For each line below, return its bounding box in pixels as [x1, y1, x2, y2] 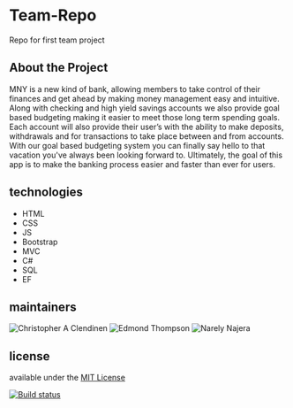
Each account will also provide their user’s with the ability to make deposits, [9, 121, 284, 132]
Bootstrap [21, 236, 58, 247]
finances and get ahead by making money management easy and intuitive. [9, 93, 280, 104]
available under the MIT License [9, 373, 126, 383]
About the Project [9, 60, 109, 75]
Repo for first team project [9, 35, 105, 45]
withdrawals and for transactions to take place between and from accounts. [9, 130, 284, 142]
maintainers [9, 299, 77, 314]
